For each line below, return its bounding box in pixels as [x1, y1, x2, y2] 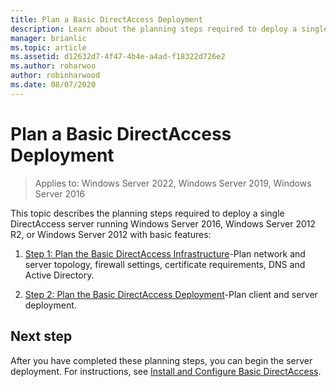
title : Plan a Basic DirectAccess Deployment [10, 14, 203, 25]
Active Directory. [24, 269, 95, 281]
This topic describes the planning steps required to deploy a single [10, 207, 285, 219]
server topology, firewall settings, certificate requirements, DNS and [24, 258, 306, 270]
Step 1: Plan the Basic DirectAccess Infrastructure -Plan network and [24, 247, 306, 260]
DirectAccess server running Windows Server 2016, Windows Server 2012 [10, 217, 317, 230]
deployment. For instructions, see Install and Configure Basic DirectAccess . [10, 365, 322, 377]
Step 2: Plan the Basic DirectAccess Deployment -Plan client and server [24, 288, 318, 300]
